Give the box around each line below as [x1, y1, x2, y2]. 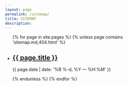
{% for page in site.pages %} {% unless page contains [12, 34, 123, 40]
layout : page [5, 7, 32, 12]
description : [5, 21, 32, 26]
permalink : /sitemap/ [5, 12, 50, 17]
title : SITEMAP [5, 16, 36, 21]
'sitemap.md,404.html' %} [12, 40, 65, 45]
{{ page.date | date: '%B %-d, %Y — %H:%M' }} [12, 66, 111, 72]
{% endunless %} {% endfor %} [12, 76, 77, 82]
